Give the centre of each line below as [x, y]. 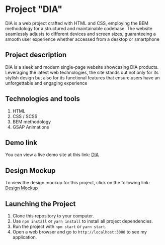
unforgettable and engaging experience [46, 83]
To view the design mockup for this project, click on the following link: [77, 183]
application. [25, 237]
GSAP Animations [31, 127]
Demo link [21, 142]
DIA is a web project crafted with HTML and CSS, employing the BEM [77, 23]
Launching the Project [40, 204]
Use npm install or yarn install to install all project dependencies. [83, 221]
